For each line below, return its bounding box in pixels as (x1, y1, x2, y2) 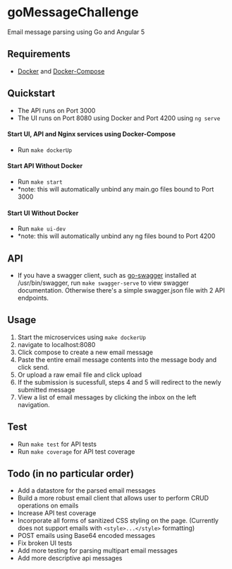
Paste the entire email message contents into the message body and (17, 355, 217, 364)
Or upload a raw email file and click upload (17, 370, 142, 379)
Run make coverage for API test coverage (17, 447, 135, 456)
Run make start (17, 177, 63, 186)
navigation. (17, 400, 51, 409)
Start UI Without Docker (7, 209, 79, 217)
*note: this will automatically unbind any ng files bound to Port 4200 (17, 232, 216, 240)
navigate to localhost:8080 (17, 340, 96, 348)
